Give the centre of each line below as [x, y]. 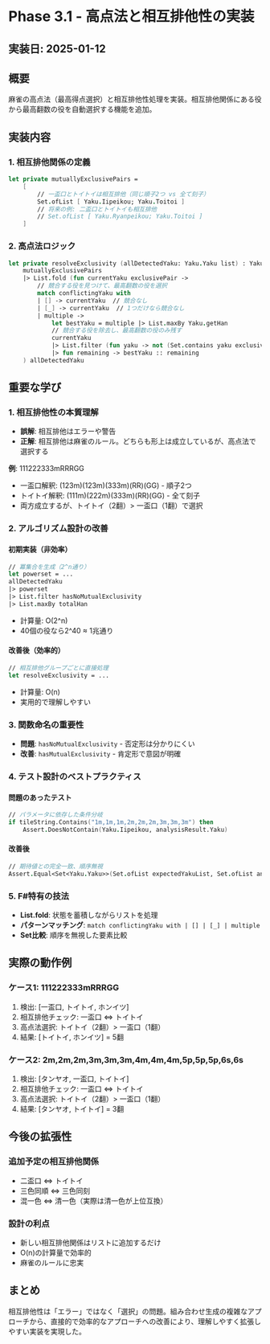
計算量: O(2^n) [44, 621]
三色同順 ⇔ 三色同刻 [55, 1190]
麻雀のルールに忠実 [52, 1263]
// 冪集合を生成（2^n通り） [49, 567]
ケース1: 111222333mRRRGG [64, 988]
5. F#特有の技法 [39, 895]
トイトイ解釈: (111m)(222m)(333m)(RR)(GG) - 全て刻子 [110, 496]
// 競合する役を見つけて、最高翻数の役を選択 [102, 286]
